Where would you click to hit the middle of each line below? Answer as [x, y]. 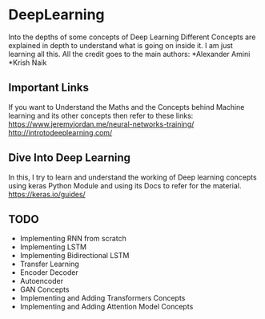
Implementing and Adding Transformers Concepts [102, 298]
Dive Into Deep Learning [69, 158]
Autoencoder [42, 281]
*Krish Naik [28, 63]
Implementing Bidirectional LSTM [74, 256]
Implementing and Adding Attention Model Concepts [106, 307]
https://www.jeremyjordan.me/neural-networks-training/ [101, 124]
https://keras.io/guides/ [47, 194]
